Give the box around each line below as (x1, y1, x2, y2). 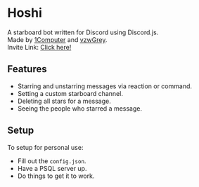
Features (7, 63, 47, 75)
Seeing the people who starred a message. (17, 104, 143, 113)
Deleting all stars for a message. (17, 97, 111, 105)
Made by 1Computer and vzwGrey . (7, 35, 108, 43)
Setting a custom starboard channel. (17, 89, 123, 97)
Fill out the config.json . (17, 156, 86, 165)
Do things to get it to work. (17, 172, 95, 180)
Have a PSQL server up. (17, 164, 87, 172)
